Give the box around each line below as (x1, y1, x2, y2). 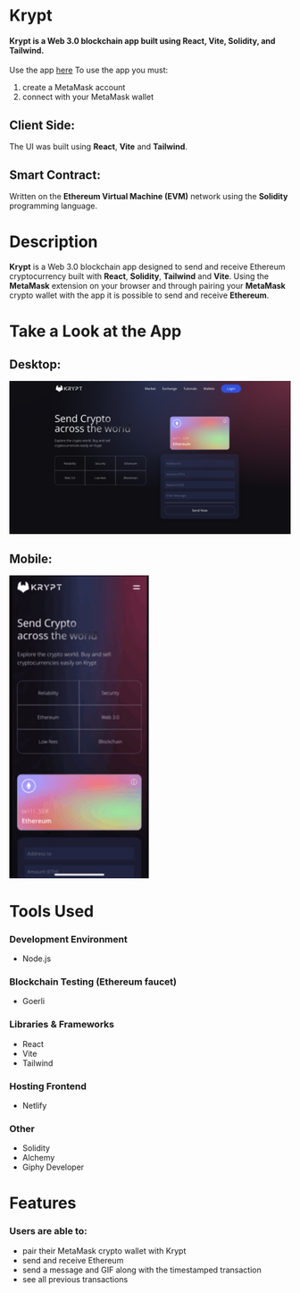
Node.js (21, 953, 52, 964)
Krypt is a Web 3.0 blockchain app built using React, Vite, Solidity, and (9, 35, 276, 46)
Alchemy (21, 1153, 55, 1163)
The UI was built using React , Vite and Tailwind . (9, 141, 187, 152)
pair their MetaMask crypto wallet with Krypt (21, 1245, 187, 1256)
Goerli (21, 996, 46, 1007)
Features (9, 1193, 77, 1213)
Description (9, 232, 98, 252)
